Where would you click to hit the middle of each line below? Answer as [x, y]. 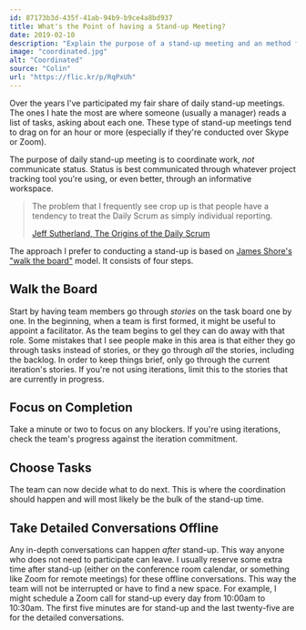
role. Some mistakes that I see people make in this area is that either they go [153, 340]
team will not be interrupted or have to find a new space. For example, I [143, 589]
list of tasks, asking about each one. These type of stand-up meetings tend [151, 122]
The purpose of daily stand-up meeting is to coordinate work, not [132, 159]
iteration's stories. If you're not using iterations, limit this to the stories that [149, 369]
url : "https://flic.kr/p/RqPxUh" [73, 77]
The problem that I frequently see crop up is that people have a [150, 206]
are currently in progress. [57, 379]
